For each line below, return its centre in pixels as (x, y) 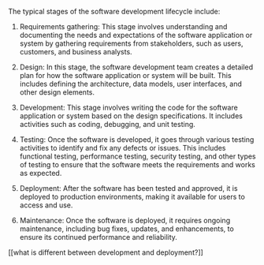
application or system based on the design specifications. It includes (131, 116)
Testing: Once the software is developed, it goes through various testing (137, 140)
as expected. (41, 173)
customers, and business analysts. (76, 52)
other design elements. (57, 92)
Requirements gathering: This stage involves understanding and (123, 26)
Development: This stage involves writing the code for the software (128, 107)
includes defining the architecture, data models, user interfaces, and (130, 84)
